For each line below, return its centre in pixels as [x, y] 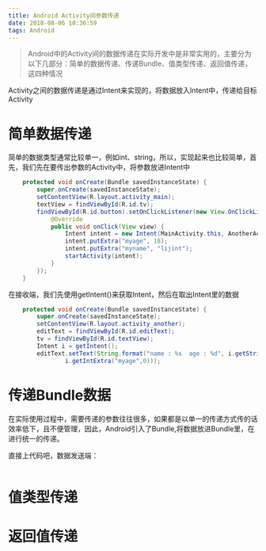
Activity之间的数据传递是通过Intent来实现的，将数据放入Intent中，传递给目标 [133, 90]
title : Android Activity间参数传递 [64, 15]
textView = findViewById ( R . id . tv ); [95, 204]
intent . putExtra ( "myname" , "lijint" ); [129, 249]
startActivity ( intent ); [104, 256]
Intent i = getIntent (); [78, 346]
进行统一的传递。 [36, 438]
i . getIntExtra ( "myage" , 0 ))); [112, 361]
